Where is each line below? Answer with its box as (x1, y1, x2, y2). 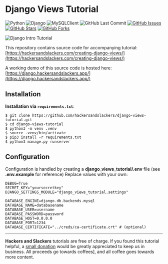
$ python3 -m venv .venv (5, 126, 57, 131)
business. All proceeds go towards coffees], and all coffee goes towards (5, 249, 154, 255)
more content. (5, 254, 34, 260)
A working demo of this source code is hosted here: (5, 65, 112, 71)
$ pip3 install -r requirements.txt (5, 135, 81, 140)
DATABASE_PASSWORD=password (5, 211, 64, 217)
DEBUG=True (5, 181, 28, 186)
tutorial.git (5, 117, 32, 122)
